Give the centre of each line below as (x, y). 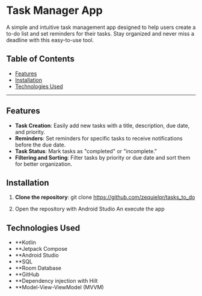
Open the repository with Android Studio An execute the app (90, 209)
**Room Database (38, 268)
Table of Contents (41, 59)
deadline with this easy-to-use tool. (50, 40)
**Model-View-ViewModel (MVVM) (59, 288)
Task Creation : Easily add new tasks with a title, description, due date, (102, 125)
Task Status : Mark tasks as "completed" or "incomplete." (86, 151)
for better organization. (44, 164)
